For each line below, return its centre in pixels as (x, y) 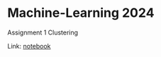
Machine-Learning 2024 (81, 13)
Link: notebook (29, 46)
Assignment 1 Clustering (43, 32)
